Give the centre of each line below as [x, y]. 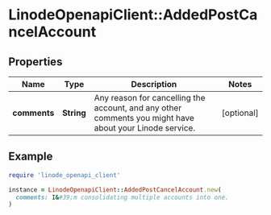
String [74, 113]
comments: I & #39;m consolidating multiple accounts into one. [122, 197]
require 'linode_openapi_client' [65, 175]
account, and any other [138, 108]
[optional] [240, 113]
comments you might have [144, 118]
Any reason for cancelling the [150, 98]
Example [31, 157]
